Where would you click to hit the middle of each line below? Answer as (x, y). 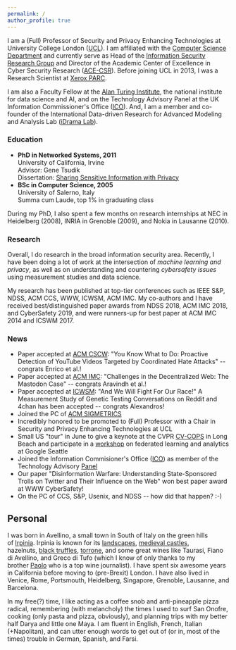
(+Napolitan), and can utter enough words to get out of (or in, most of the (114, 632)
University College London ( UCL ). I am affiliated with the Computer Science (117, 48)
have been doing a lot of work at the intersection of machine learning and (114, 262)
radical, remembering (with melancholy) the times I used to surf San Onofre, (118, 609)
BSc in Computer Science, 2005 (66, 185)
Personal (27, 518)
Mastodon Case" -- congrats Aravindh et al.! (82, 384)
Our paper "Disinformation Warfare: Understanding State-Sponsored (117, 474)
